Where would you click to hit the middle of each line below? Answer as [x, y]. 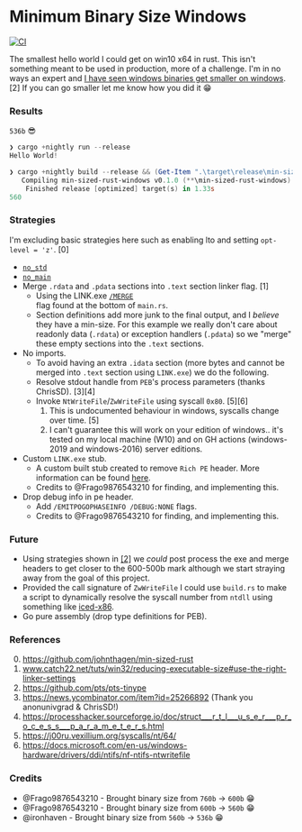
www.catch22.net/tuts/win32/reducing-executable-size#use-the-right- [155, 669]
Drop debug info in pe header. [78, 497]
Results [26, 111]
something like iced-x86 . [68, 607]
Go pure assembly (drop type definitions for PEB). [115, 617]
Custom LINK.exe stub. [64, 458]
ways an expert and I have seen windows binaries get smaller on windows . [147, 78]
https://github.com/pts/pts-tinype [84, 688]
